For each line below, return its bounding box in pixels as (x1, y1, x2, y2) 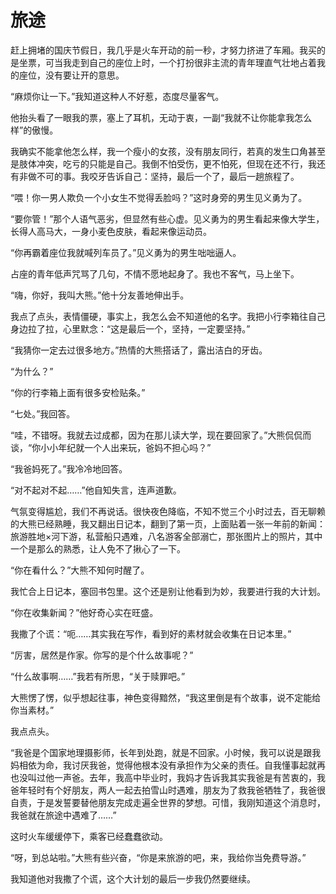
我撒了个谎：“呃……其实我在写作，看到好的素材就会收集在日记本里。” (10, 627, 292, 640)
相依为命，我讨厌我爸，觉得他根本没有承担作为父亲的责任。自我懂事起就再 (18, 759, 326, 771)
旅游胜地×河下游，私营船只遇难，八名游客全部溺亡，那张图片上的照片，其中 (10, 530, 323, 542)
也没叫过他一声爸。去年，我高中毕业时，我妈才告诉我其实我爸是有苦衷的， (10, 771, 317, 783)
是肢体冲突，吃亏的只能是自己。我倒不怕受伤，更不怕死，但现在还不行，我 (10, 157, 317, 170)
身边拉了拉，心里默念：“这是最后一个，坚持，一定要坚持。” (10, 322, 251, 335)
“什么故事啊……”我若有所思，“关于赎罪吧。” (10, 670, 186, 682)
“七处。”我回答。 (10, 407, 76, 420)
